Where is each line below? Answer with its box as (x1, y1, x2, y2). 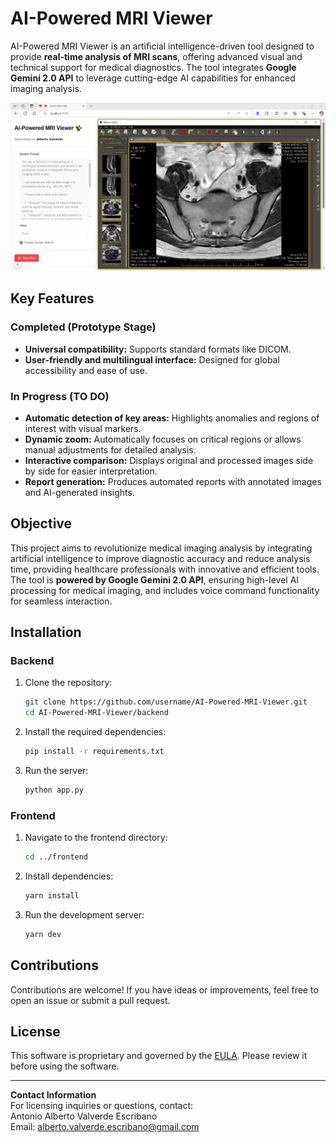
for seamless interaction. (10, 595, 113, 607)
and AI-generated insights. (24, 486, 135, 498)
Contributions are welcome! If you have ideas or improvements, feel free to (10, 983, 319, 996)
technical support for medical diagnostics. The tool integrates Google (10, 61, 297, 73)
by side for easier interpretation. (24, 465, 158, 477)
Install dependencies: (24, 870, 114, 882)
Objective (10, 515, 73, 532)
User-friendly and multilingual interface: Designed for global (24, 353, 280, 366)
